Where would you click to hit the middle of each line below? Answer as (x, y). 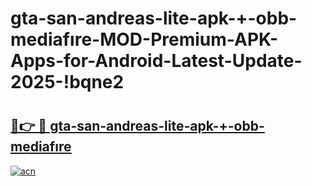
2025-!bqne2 (67, 82)
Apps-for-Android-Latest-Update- (156, 61)
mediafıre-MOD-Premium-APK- (144, 39)
